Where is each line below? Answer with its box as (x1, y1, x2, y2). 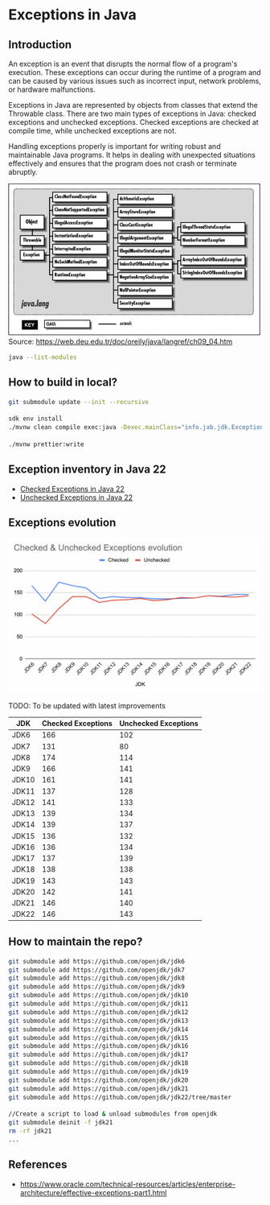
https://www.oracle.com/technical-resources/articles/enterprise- (19, 1179, 235, 1189)
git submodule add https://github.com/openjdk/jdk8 (8, 974, 185, 983)
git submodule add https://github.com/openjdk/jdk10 (8, 992, 189, 1000)
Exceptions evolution (8, 516, 117, 530)
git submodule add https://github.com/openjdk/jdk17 (8, 1050, 189, 1059)
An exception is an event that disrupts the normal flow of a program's (8, 59, 238, 68)
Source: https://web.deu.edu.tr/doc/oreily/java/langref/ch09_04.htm (8, 336, 233, 346)
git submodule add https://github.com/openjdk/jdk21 (8, 1084, 189, 1092)
